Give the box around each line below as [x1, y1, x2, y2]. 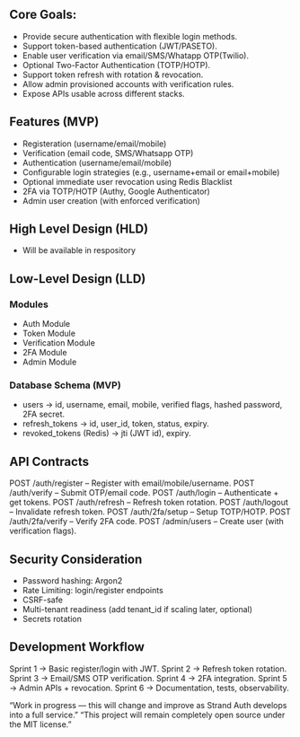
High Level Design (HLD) [9, 222, 149, 237]
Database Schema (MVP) [9, 379, 121, 391]
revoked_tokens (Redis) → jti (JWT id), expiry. [22, 428, 191, 439]
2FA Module [22, 347, 67, 358]
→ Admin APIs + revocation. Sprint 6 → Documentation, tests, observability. [9, 682, 289, 693]
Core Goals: [9, 7, 77, 22]
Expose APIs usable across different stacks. [22, 88, 186, 99]
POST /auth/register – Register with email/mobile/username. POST [9, 478, 255, 488]
